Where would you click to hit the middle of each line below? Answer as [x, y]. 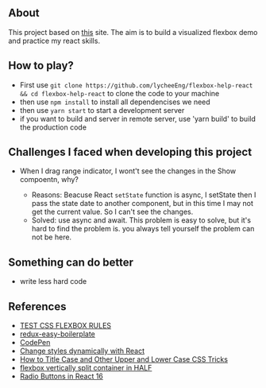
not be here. [52, 237]
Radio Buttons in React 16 [61, 376]
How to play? [41, 66]
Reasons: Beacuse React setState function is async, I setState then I [144, 195]
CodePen [35, 343]
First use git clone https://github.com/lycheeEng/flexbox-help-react [136, 85]
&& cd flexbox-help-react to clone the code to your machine [120, 93]
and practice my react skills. [54, 41]
